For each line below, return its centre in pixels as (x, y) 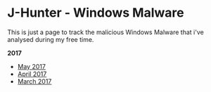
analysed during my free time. (51, 39)
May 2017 (31, 66)
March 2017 (34, 81)
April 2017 (32, 74)
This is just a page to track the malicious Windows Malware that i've (105, 32)
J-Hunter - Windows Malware (96, 13)
